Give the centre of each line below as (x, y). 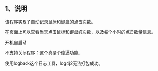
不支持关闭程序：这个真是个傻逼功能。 (44, 52)
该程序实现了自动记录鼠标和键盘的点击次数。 (50, 22)
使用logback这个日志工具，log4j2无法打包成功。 (54, 63)
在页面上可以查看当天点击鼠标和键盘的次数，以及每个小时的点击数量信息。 (80, 32)
